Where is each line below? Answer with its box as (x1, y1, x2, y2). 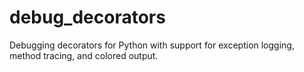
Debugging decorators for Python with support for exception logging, (9, 39, 295, 51)
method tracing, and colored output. (9, 49, 159, 61)
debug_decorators (9, 6, 166, 29)
